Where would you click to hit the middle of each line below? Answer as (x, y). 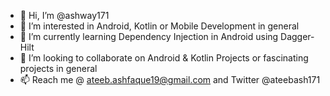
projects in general (58, 68)
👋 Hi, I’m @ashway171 (64, 15)
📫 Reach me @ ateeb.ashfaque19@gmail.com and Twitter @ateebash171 (170, 79)
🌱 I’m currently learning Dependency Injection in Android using (149, 36)
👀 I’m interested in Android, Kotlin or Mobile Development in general (159, 26)
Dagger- (297, 36)
